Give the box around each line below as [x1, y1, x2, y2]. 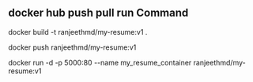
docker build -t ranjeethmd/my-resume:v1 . [8, 27, 148, 36]
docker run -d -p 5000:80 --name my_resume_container [8, 58, 192, 67]
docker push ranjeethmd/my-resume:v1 [8, 43, 137, 52]
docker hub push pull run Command [8, 6, 189, 20]
